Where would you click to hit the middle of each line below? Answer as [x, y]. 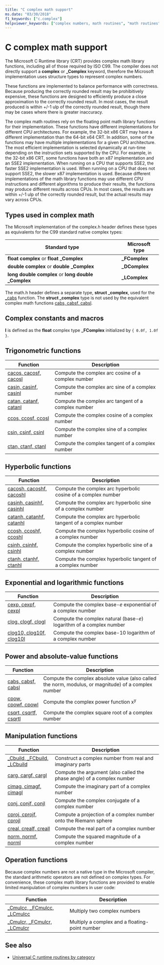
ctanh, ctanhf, [23, 559]
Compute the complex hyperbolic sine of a [104, 545]
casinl [14, 393]
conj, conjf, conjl [26, 803]
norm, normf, [22, 836]
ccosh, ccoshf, [24, 531]
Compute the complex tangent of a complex [105, 443]
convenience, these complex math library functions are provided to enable [80, 882]
